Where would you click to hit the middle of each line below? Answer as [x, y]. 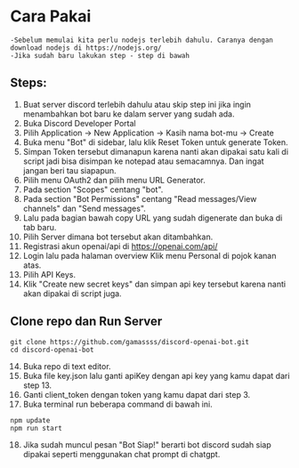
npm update [30, 420]
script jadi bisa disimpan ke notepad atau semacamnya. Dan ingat [144, 161]
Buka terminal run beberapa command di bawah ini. [117, 404]
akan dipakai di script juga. [73, 293]
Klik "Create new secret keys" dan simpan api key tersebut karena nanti [154, 284]
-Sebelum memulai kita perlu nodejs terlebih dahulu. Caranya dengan [142, 40]
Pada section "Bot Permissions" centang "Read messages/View [140, 198]
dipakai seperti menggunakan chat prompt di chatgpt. [121, 454]
